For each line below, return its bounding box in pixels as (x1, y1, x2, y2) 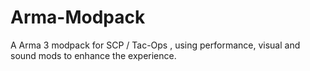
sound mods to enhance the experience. (10, 49, 177, 61)
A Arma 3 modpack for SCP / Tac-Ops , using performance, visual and (10, 39, 301, 51)
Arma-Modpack (10, 6, 146, 29)
